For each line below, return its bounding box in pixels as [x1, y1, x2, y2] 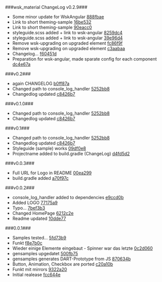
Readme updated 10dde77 [12, 215, 66, 221]
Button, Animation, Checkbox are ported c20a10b [12, 261, 113, 267]
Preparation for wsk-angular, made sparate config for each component [12, 56, 157, 62]
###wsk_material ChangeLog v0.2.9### [5, 4, 88, 10]
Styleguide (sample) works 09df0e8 [12, 145, 86, 151]
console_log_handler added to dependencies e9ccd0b [12, 195, 124, 200]
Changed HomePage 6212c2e [12, 211, 74, 216]
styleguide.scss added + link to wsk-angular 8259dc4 [12, 30, 123, 35]
